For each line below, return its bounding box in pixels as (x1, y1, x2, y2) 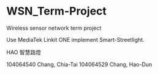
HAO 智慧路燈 (6, 49, 42, 56)
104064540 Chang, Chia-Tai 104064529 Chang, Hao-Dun (6, 61, 152, 68)
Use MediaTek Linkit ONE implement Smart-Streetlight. (6, 36, 145, 43)
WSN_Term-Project (6, 4, 107, 18)
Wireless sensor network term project (6, 24, 102, 32)
